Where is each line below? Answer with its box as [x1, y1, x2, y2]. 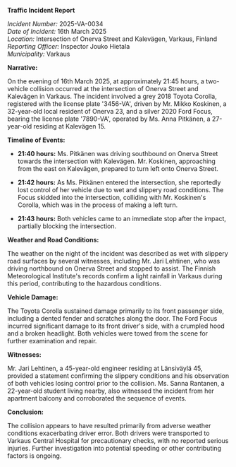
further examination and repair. [7, 337, 97, 345]
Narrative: [7, 64, 38, 71]
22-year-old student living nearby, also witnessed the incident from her [7, 386, 215, 395]
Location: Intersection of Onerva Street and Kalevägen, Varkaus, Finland [7, 35, 218, 43]
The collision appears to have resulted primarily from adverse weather [7, 422, 211, 430]
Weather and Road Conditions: [7, 236, 99, 244]
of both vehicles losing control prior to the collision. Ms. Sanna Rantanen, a [7, 379, 225, 387]
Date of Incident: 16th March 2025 [7, 28, 107, 35]
